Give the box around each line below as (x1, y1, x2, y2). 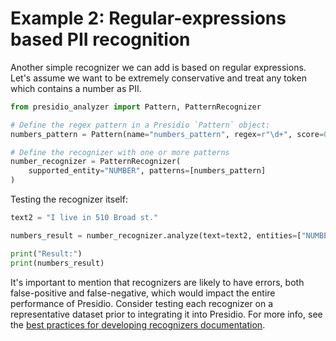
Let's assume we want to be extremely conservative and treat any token (10, 72, 307, 84)
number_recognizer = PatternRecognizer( (10, 157, 182, 167)
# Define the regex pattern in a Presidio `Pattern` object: (10, 120, 271, 130)
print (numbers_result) (10, 258, 105, 268)
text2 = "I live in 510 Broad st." (10, 213, 159, 223)
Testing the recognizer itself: (10, 193, 128, 206)
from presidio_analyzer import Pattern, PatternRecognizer (10, 102, 262, 112)
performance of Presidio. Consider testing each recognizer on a (10, 297, 274, 309)
